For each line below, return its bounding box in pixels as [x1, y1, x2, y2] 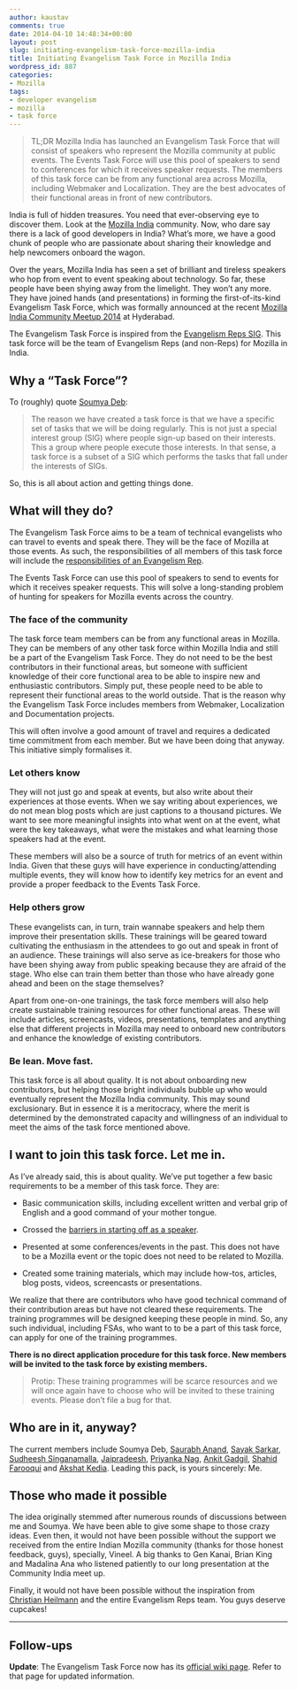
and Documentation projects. [9, 709, 115, 720]
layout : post [9, 37, 57, 47]
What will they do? [9, 504, 114, 519]
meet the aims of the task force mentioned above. [9, 1122, 191, 1132]
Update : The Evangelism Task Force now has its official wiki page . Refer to [9, 1662, 282, 1672]
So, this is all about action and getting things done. [9, 477, 194, 488]
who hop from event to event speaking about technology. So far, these [9, 274, 266, 284]
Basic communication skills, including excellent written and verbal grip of [21, 1197, 288, 1208]
